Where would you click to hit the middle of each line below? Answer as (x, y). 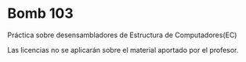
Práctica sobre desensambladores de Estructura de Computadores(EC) (122, 35)
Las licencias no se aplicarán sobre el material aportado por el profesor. (123, 50)
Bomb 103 (40, 14)
